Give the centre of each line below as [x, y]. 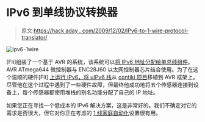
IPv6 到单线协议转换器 [62, 13]
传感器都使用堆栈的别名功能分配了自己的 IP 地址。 [95, 92]
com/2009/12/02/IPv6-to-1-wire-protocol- [135, 30]
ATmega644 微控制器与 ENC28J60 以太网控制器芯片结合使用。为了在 [106, 69]
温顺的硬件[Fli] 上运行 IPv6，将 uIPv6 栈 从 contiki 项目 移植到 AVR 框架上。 [105, 77]
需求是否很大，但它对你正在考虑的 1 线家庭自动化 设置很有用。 [84, 113]
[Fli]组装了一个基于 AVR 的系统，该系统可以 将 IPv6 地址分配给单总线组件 [97, 62]
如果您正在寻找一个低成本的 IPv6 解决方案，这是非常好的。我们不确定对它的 [102, 105]
